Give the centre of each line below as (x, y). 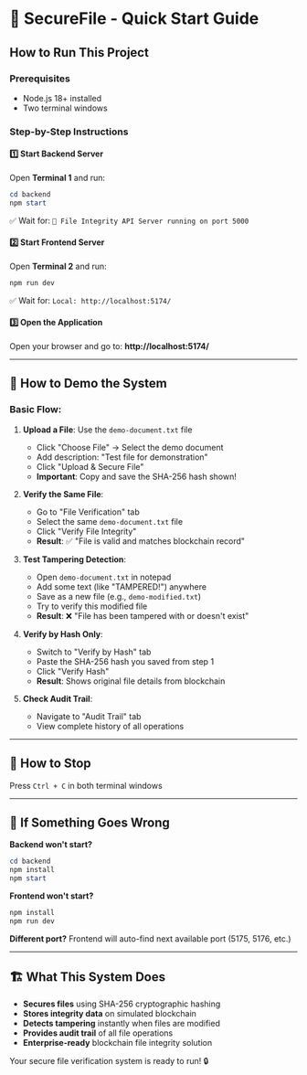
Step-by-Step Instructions (69, 132)
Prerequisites (40, 79)
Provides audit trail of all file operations (98, 1033)
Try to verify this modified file (92, 606)
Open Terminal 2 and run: (58, 266)
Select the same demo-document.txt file (110, 521)
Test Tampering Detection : (74, 559)
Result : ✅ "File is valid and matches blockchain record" (140, 541)
